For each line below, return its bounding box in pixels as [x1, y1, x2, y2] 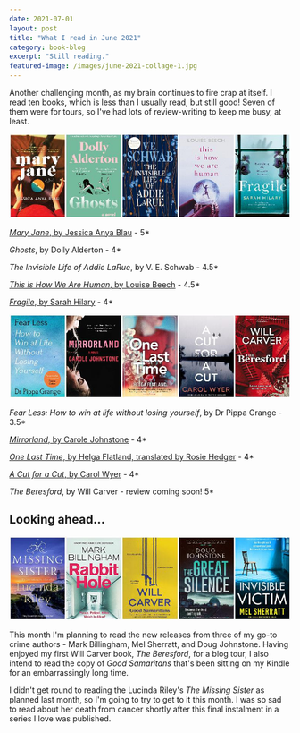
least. [9, 116, 29, 126]
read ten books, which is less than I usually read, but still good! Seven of [9, 97, 275, 107]
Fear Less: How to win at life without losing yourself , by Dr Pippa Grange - [9, 407, 283, 418]
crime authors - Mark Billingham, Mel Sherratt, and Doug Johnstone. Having [9, 639, 289, 650]
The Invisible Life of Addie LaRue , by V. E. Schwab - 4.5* [9, 261, 219, 272]
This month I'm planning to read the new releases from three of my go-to [9, 629, 278, 640]
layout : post [9, 23, 58, 33]
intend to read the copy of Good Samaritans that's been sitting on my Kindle [9, 658, 290, 669]
